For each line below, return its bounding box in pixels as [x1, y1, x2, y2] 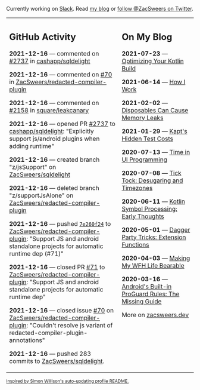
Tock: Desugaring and [121, 176, 183, 185]
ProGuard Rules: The [121, 290, 180, 298]
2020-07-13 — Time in [121, 148, 190, 156]
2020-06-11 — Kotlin [121, 197, 186, 205]
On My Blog [121, 31, 173, 42]
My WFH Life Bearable [121, 261, 185, 269]
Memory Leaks [121, 113, 164, 122]
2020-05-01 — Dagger [121, 225, 190, 234]
